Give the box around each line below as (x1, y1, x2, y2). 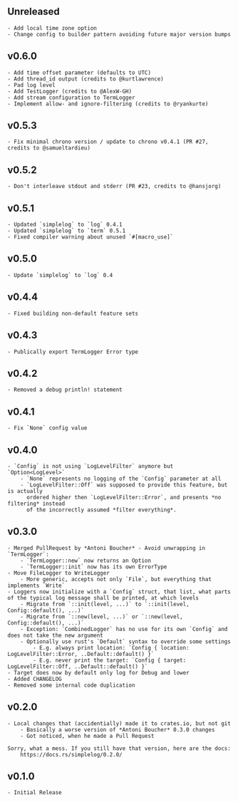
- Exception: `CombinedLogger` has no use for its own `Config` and (20, 625, 228, 632)
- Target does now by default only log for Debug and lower (7, 669, 190, 676)
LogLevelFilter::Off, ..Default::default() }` (7, 662, 148, 670)
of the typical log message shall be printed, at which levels (7, 594, 200, 601)
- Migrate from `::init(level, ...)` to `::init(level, (20, 600, 190, 608)
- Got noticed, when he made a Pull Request (20, 732, 155, 739)
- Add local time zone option (7, 24, 98, 31)
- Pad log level (7, 81, 56, 88)
